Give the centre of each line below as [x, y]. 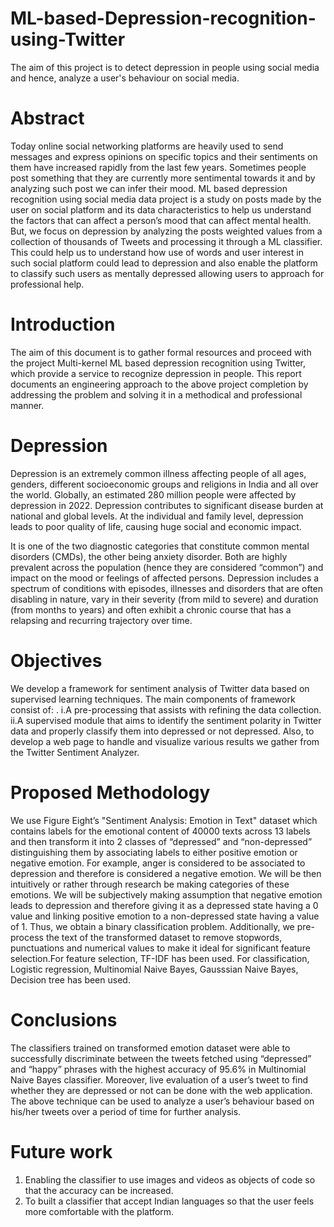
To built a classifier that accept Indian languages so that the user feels [169, 1201]
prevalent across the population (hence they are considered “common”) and [167, 567]
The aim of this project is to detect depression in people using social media [165, 67]
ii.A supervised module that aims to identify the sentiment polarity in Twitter [166, 720]
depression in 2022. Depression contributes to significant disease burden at [167, 505]
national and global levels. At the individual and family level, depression [157, 516]
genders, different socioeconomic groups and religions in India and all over [164, 484]
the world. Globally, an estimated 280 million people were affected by [153, 494]
